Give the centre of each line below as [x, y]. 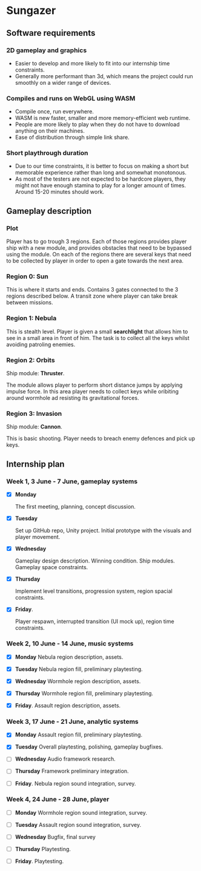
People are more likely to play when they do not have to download [97, 124]
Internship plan [35, 464]
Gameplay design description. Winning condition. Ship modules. [95, 561]
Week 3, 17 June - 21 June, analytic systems [73, 721]
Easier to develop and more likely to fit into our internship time [92, 63]
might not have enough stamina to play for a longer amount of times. [100, 185]
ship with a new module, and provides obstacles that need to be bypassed [99, 248]
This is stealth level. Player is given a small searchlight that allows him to [97, 332]
